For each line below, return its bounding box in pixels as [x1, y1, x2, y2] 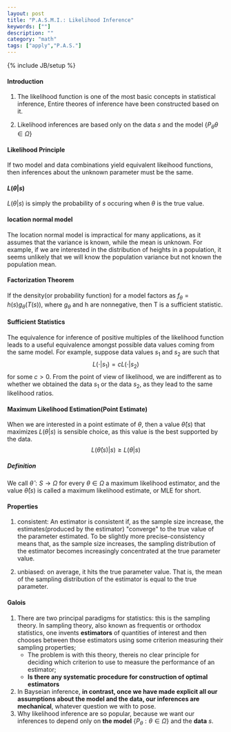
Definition [7, 461, 37, 470]
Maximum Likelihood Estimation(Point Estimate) [7, 405, 148, 413]
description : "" [7, 29, 54, 37]
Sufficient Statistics [7, 318, 66, 326]
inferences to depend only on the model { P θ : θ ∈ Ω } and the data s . [17, 717, 214, 726]
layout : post [7, 10, 45, 17]
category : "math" [7, 36, 57, 43]
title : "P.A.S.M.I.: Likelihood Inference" [7, 17, 134, 24]
